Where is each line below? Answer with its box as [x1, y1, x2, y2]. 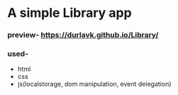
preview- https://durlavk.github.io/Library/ [7, 30, 159, 40]
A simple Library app [7, 5, 133, 21]
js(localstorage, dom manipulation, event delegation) [17, 80, 172, 89]
